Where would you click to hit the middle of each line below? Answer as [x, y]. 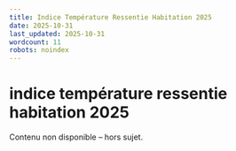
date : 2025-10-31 [41, 26]
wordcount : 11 [35, 42]
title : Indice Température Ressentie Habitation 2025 [111, 17]
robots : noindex [39, 50]
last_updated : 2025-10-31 [57, 34]
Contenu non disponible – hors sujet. [76, 137]
